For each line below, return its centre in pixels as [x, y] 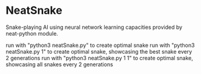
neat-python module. [32, 33]
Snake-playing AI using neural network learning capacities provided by [94, 27]
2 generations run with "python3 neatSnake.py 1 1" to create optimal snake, [99, 58]
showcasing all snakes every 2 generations [59, 64]
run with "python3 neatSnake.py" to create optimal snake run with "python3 [100, 45]
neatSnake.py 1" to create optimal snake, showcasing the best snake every [99, 51]
